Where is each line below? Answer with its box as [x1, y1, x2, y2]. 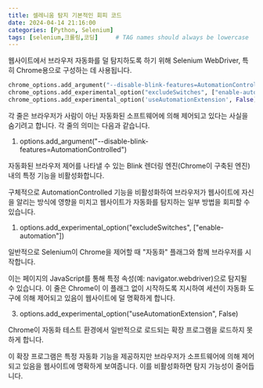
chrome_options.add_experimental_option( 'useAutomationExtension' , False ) [8, 96, 258, 103]
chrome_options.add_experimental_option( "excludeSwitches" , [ [8, 89, 215, 96]
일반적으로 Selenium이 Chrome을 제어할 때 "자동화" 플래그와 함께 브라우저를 [8, 247, 243, 256]
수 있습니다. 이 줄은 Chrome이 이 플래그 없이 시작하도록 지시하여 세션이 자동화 [8, 283, 247, 292]
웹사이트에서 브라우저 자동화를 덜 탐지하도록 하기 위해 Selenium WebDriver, [8, 56, 241, 65]
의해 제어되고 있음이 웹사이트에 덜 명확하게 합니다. [22, 293, 175, 303]
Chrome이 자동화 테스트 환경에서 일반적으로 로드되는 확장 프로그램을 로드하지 [8, 325, 245, 334]
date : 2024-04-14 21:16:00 [8, 19, 96, 27]
